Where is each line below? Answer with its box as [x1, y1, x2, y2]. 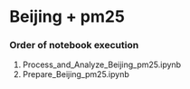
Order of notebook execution [9, 39, 139, 52]
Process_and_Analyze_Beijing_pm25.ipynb [22, 59, 182, 70]
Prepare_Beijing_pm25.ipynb [22, 69, 129, 80]
